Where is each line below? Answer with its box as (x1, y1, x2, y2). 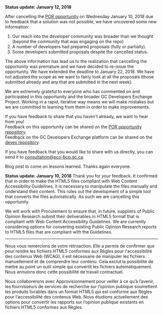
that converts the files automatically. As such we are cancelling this (5, 194, 140, 199)
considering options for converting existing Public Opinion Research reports (5, 224, 157, 230)
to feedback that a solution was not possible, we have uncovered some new (5, 19, 157, 24)
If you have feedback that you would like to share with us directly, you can (5, 149, 153, 155)
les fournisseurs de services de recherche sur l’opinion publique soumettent (5, 284, 157, 289)
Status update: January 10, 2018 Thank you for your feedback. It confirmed (5, 173, 158, 178)
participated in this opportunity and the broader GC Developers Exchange (5, 94, 152, 99)
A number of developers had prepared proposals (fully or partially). (12, 44, 147, 49)
